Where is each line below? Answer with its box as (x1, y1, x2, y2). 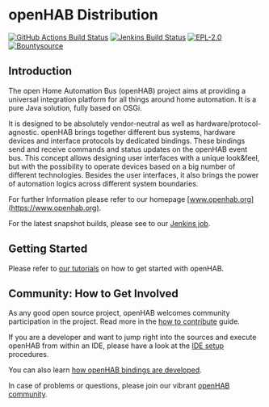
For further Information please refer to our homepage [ (8, 194, 190, 203)
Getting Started (8, 242, 88, 256)
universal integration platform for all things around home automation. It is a (8, 94, 257, 104)
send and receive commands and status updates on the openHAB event (8, 144, 248, 154)
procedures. (8, 350, 49, 359)
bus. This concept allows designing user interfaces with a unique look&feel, (8, 153, 260, 162)
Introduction (8, 65, 73, 78)
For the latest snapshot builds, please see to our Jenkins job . (8, 218, 211, 228)
